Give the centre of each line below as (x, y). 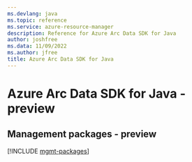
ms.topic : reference (37, 20)
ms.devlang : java (32, 14)
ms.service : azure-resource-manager (60, 27)
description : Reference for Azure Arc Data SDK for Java (92, 33)
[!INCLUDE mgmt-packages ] (48, 151)
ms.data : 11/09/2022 (37, 46)
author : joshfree (32, 40)
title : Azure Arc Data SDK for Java (60, 59)
